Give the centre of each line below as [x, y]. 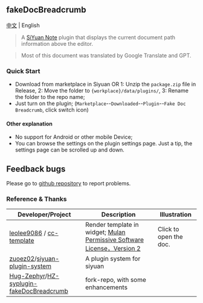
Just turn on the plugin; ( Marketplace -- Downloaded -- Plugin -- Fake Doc [100, 104]
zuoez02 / [23, 259]
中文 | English [23, 25]
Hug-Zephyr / [28, 276]
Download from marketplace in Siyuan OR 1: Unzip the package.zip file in [105, 85]
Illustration [176, 215]
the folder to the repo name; [50, 97]
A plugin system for [113, 259]
